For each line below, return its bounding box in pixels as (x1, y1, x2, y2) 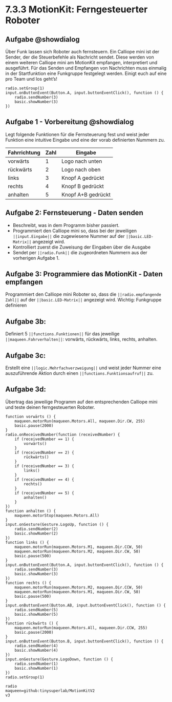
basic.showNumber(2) (14, 530, 58, 536)
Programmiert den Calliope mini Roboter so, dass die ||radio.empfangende (5, 291, 161, 297)
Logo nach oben (61, 166, 101, 173)
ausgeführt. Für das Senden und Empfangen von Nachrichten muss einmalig (5, 65, 167, 71)
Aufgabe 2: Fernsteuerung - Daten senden (5, 208, 143, 217)
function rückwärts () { (5, 620, 58, 626)
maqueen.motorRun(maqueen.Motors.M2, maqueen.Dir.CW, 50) (14, 548, 141, 554)
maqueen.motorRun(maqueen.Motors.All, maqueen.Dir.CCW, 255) (14, 625, 147, 630)
